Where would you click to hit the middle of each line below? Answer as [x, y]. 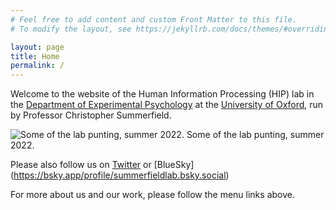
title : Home [35, 56]
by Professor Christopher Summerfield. [91, 115]
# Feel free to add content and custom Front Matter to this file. [154, 19]
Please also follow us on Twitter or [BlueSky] [102, 165]
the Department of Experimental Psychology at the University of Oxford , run [167, 105]
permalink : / [37, 66]
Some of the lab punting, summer [255, 135]
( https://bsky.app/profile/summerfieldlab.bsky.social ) [120, 175]
